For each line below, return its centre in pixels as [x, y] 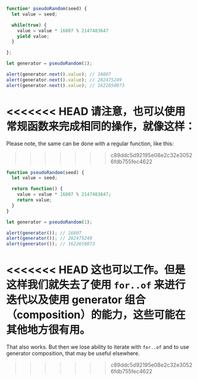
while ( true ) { [29, 25]
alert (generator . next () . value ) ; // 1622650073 [65, 85]
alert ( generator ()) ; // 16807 [44, 233]
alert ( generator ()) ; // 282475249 [49, 238]
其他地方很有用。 [49, 330]
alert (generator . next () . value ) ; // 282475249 [64, 80]
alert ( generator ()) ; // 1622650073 [51, 244]
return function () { [37, 189]
